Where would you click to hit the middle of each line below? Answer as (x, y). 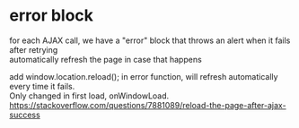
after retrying (34, 49)
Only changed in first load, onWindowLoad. (89, 96)
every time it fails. (42, 86)
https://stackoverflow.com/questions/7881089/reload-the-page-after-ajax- (148, 105)
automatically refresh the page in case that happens (106, 59)
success (25, 115)
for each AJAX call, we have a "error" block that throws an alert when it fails (150, 40)
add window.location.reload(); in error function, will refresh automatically (144, 76)
